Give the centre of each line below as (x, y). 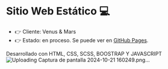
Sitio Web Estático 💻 (58, 11)
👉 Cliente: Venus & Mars (45, 31)
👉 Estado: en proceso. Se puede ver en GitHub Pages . (81, 40)
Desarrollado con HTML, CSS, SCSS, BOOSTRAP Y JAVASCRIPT (84, 53)
